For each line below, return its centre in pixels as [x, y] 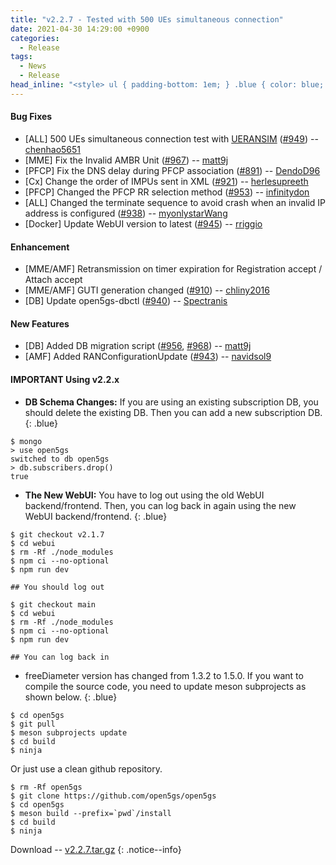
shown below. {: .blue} [71, 697]
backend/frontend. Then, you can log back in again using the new [160, 505]
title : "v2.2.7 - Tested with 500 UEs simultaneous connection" [147, 19]
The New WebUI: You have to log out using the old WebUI [144, 495]
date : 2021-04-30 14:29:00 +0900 [80, 29]
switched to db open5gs [60, 459]
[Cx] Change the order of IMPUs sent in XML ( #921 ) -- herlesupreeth [166, 181]
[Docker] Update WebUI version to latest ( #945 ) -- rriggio [143, 223]
